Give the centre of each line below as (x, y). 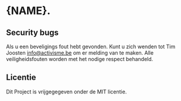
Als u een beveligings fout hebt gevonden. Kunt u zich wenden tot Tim (91, 46)
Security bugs (33, 33)
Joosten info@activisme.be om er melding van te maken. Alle (80, 53)
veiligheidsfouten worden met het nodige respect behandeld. (80, 59)
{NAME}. (28, 11)
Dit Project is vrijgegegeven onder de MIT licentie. (66, 92)
